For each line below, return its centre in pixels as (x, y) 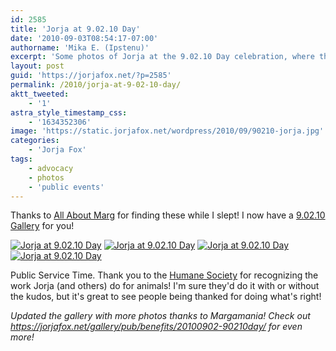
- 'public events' (66, 187)
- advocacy (51, 168)
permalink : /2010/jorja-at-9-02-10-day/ (96, 85)
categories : (35, 141)
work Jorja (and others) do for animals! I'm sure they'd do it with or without (165, 286)
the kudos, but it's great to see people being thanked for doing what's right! (166, 297)
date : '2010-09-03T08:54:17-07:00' (84, 38)
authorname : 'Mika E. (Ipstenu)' (80, 47)
